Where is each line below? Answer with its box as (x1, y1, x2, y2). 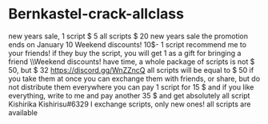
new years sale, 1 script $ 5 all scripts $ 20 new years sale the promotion (8, 31, 249, 41)
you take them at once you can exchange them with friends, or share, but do (8, 74, 261, 83)
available (8, 107, 38, 117)
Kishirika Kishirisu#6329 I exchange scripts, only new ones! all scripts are (8, 99, 251, 109)
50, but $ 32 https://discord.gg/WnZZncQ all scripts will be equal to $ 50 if (8, 65, 254, 74)
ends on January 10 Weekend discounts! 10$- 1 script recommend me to (8, 39, 246, 49)
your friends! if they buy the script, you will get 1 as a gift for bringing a (8, 48, 242, 58)
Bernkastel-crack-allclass (8, 5, 184, 23)
